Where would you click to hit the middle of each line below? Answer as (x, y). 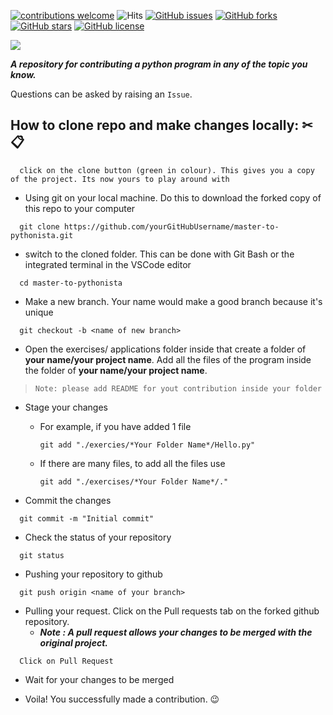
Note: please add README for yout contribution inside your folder (178, 388)
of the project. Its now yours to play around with (120, 179)
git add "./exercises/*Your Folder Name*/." (134, 481)
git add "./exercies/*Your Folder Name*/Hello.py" (147, 445)
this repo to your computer (80, 208)
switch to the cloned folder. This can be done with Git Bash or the (159, 254)
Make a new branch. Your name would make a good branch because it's (173, 301)
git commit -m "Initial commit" (87, 518)
